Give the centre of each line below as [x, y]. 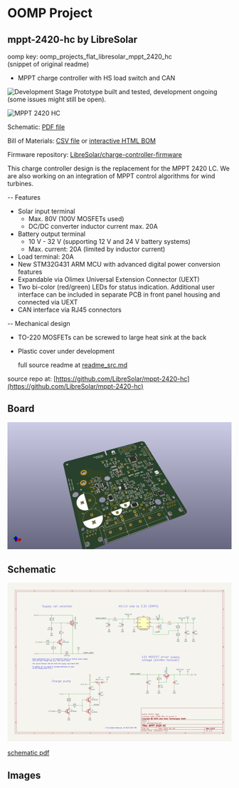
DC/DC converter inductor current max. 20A [93, 226]
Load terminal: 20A [46, 257]
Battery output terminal [52, 234]
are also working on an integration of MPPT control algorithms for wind [111, 176]
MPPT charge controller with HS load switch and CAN [96, 78]
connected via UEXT [48, 302]
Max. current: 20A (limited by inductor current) [97, 249]
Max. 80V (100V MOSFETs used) [76, 219]
